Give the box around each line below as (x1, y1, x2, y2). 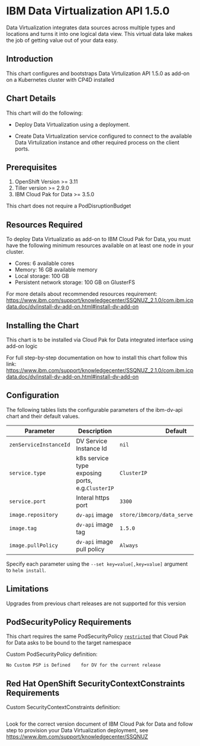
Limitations (6, 584, 49, 594)
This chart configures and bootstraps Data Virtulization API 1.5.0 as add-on (6, 70, 190, 77)
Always (120, 542, 139, 548)
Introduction (6, 54, 54, 64)
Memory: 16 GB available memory (14, 266, 98, 273)
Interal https (76, 494, 110, 502)
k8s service (76, 454, 109, 462)
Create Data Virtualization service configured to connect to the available (14, 132, 192, 140)
